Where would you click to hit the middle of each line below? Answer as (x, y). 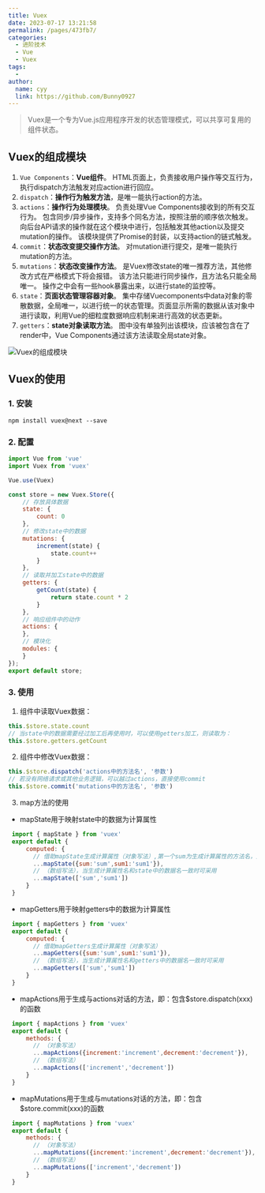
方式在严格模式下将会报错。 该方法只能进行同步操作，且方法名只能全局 (142, 276)
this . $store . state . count (49, 726)
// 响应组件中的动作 (51, 619)
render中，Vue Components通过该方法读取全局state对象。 (115, 336)
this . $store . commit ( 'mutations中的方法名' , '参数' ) (91, 786)
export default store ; (45, 671)
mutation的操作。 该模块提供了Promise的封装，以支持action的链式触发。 (138, 237)
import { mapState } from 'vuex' (67, 835)
